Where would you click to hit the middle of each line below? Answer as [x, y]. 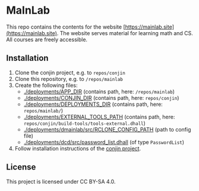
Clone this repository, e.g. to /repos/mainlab [69, 79]
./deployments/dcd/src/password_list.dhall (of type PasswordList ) [104, 142]
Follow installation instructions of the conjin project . [78, 148]
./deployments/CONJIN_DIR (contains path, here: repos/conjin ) [101, 98]
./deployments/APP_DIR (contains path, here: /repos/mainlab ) [99, 91]
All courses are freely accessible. [47, 39]
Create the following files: [46, 85]
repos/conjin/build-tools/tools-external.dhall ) [84, 123]
